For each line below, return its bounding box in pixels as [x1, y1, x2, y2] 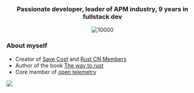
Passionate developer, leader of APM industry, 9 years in [16, 5, 189, 13]
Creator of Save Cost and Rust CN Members [15, 55, 127, 63]
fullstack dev [82, 12, 123, 21]
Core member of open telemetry [15, 68, 96, 75]
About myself [6, 41, 48, 50]
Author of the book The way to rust [15, 61, 104, 69]
